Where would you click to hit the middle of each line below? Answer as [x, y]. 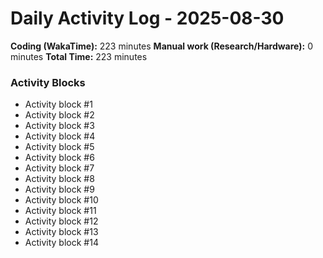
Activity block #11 [60, 211]
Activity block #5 [59, 147]
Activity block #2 [59, 115]
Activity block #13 [61, 232]
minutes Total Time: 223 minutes [79, 56]
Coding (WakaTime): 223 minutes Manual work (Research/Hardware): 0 [161, 46]
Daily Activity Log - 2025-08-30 [147, 18]
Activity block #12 [61, 221]
